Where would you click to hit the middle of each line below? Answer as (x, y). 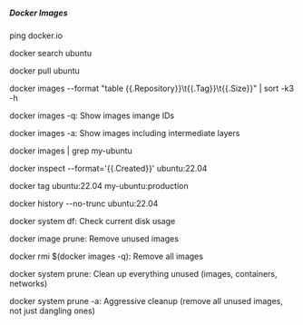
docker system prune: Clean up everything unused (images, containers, (144, 273)
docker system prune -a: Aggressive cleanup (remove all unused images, (146, 300)
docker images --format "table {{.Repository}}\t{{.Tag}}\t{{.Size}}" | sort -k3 (152, 88)
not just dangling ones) (52, 310)
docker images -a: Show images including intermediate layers (125, 133)
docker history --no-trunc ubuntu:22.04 (84, 203)
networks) (29, 283)
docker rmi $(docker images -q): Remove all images (107, 256)
